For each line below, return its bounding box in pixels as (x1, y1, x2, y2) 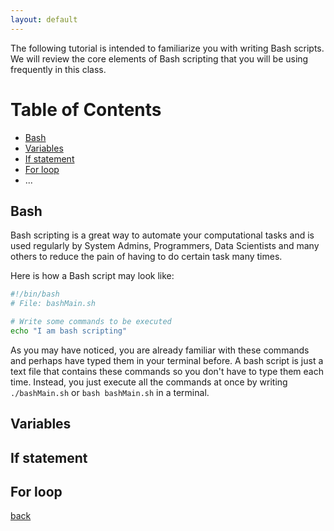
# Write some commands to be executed (10, 317, 172, 327)
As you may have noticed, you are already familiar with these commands (10, 344, 310, 356)
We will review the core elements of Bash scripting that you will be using (10, 52, 309, 65)
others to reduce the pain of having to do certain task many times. (10, 251, 283, 263)
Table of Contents (10, 98, 162, 121)
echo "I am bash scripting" (10, 326, 128, 336)
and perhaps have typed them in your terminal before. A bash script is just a (10, 354, 324, 366)
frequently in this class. (10, 63, 107, 75)
